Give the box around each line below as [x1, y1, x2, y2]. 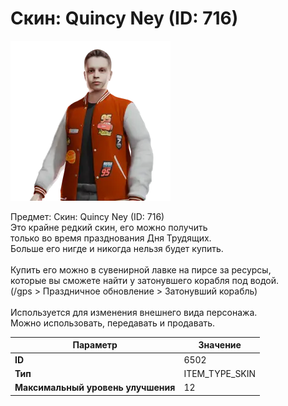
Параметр [72, 339, 118, 351]
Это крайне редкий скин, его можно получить [10, 221, 208, 233]
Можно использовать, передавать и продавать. [10, 317, 216, 329]
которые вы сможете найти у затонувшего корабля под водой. [10, 274, 280, 286]
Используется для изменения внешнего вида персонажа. [10, 306, 258, 318]
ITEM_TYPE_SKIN [183, 367, 257, 379]
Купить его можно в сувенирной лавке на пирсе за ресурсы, [10, 263, 272, 276]
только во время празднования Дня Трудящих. [10, 232, 212, 244]
